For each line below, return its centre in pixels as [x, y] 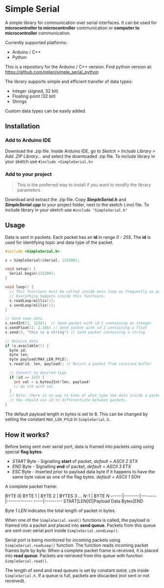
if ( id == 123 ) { [27, 377]
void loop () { [20, 287]
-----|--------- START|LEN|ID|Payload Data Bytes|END [88, 501]
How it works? [27, 435]
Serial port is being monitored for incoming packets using [63, 540]
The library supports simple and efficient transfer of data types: [69, 81]
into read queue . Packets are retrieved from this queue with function [74, 556]
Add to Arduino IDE [28, 140]
